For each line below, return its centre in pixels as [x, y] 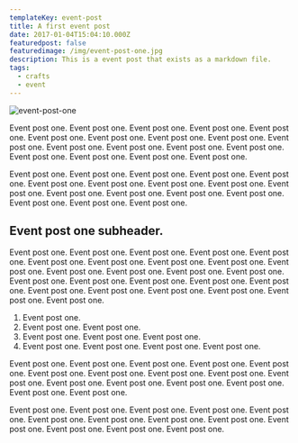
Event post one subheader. [86, 231]
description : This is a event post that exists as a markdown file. [140, 59]
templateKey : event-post [56, 18]
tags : [19, 68]
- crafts [34, 77]
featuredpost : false [48, 43]
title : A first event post [60, 26]
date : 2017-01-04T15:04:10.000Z [70, 34]
